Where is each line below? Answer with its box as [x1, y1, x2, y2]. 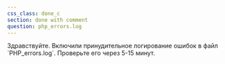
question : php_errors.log [7, 23, 82, 30]
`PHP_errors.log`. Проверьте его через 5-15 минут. [7, 49, 156, 57]
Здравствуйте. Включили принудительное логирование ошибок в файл [7, 42, 218, 50]
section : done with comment [7, 17, 89, 23]
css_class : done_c [7, 10, 60, 17]
